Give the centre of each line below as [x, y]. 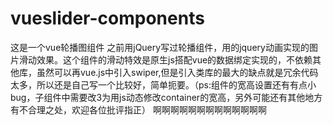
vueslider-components [107, 18]
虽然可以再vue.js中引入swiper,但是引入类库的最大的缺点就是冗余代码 [177, 72]
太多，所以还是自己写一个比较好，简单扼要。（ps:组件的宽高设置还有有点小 [163, 84]
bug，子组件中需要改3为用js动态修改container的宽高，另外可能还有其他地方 [166, 97]
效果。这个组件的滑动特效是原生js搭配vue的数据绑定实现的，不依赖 [174, 59]
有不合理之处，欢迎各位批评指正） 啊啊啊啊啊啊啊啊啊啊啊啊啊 [138, 109]
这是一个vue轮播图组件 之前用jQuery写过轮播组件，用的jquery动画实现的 [160, 47]
